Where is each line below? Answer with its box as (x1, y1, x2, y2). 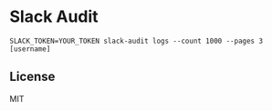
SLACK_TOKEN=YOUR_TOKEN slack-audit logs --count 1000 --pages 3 (9, 36, 263, 45)
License (9, 69, 56, 85)
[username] (9, 44, 51, 54)
